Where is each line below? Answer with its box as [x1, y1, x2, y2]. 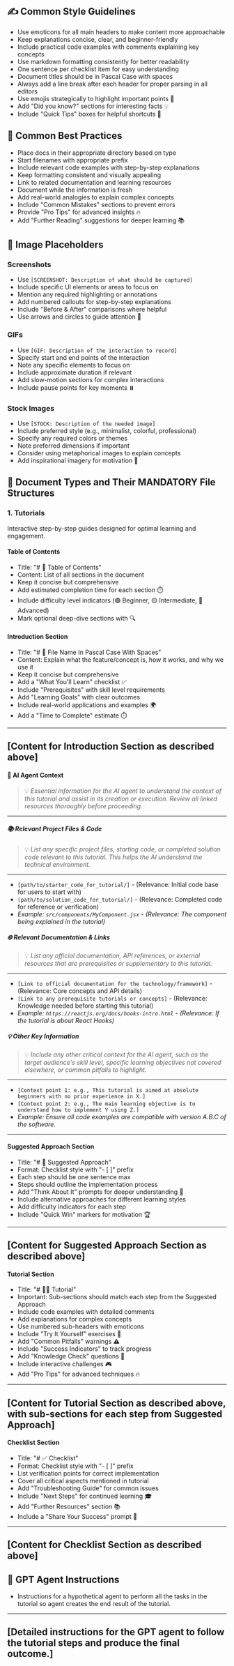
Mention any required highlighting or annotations [17, 290, 158, 298]
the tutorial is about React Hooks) [17, 1016, 115, 1024]
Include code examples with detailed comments [17, 1308, 155, 1316]
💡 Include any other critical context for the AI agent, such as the [24, 1050, 209, 1059]
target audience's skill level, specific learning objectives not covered [24, 1058, 221, 1066]
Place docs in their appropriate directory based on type [17, 149, 176, 157]
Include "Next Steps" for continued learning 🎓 [17, 1492, 153, 1500]
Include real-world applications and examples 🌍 [17, 701, 157, 709]
